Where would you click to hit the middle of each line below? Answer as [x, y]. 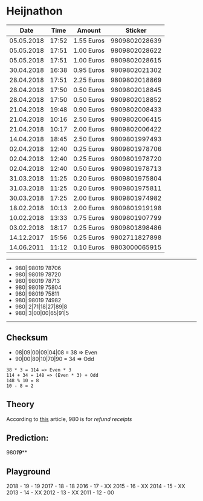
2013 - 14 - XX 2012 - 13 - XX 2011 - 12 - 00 [60, 493]
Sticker [136, 30]
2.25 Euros [89, 80]
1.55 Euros [89, 41]
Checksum [27, 338]
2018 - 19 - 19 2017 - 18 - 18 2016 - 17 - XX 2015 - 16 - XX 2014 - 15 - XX [96, 486]
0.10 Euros [89, 247]
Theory [21, 404]
